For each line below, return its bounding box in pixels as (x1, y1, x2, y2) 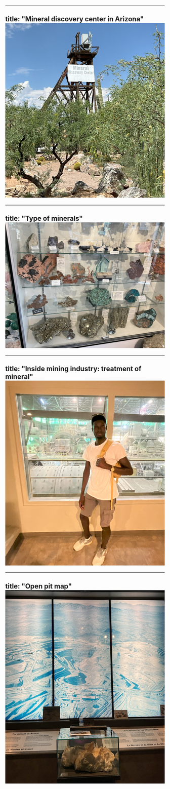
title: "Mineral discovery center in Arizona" (5, 15, 144, 23)
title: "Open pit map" (5, 582, 72, 590)
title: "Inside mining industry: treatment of (5, 365, 142, 373)
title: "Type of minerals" (5, 214, 83, 223)
